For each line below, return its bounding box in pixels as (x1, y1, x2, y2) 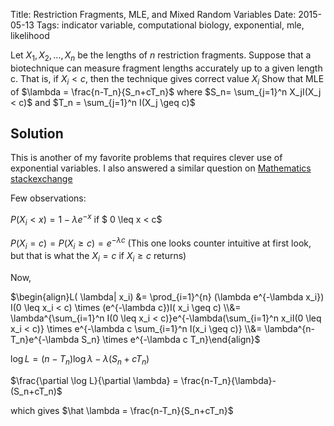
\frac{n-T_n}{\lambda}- (180, 374, 277, 386)
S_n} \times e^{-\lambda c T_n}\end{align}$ (81, 334, 261, 346)
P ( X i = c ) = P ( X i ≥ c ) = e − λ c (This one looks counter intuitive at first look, (10, 235, 312, 251)
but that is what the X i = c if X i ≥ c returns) (10, 250, 187, 264)
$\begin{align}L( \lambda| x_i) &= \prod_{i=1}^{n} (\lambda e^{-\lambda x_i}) (10, 291, 325, 303)
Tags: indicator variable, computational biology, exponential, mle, (36, 19, 305, 31)
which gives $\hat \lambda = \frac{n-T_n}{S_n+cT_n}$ (10, 404, 234, 416)
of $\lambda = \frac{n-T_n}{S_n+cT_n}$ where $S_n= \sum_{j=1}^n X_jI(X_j (10, 85, 322, 98)
